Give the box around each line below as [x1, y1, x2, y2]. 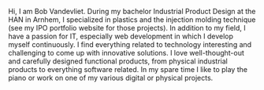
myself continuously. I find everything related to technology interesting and [8, 40, 252, 49]
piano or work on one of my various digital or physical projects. [8, 74, 214, 82]
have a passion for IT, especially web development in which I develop [8, 31, 234, 41]
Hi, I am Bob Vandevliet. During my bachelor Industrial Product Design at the [8, 7, 256, 16]
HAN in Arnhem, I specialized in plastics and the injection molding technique [8, 15, 256, 24]
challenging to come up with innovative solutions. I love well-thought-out [8, 49, 244, 57]
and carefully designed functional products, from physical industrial [8, 56, 229, 66]
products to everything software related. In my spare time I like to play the [8, 65, 248, 74]
